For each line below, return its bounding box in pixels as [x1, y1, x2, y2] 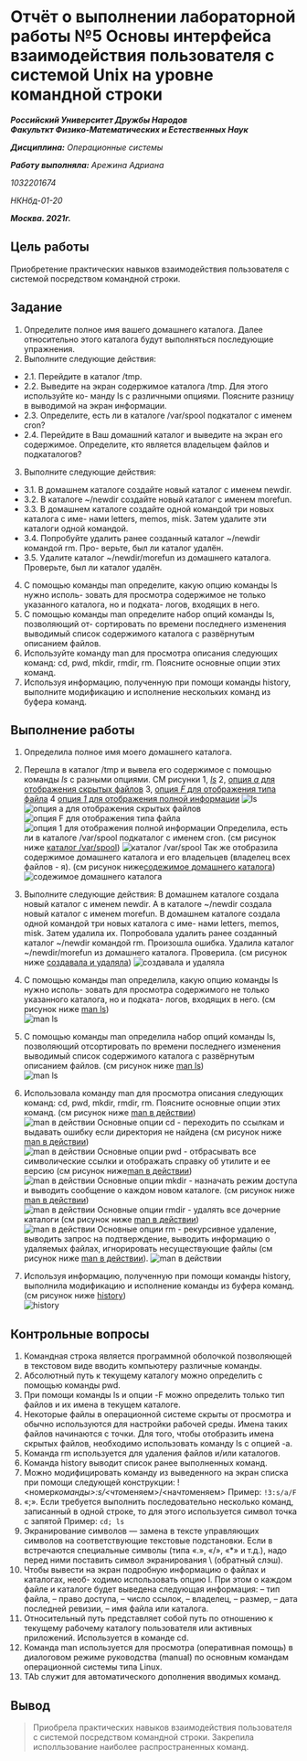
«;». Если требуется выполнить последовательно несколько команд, [23, 1497, 294, 1508]
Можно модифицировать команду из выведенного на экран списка [23, 1467, 289, 1478]
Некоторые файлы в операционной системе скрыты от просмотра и [23, 1409, 291, 1420]
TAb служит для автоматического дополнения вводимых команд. [23, 1671, 281, 1682]
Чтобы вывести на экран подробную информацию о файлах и [23, 1564, 266, 1575]
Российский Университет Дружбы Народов [10, 114, 188, 125]
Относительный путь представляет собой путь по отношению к [23, 1613, 273, 1624]
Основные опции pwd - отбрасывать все [96, 1146, 257, 1158]
